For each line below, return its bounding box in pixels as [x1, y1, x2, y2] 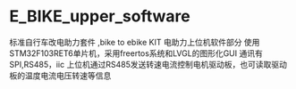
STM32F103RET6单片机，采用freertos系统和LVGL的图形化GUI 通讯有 [9, 47, 264, 59]
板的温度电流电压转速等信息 [9, 69, 112, 81]
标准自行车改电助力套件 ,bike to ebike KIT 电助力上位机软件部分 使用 [9, 36, 260, 47]
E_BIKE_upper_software [9, 6, 190, 27]
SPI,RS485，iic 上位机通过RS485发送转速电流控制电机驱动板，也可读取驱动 [9, 59, 288, 69]
